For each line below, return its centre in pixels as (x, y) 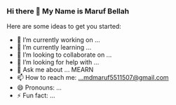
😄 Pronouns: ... (39, 87)
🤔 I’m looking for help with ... (58, 62)
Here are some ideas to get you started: (64, 27)
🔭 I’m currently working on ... (58, 40)
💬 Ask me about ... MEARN (55, 70)
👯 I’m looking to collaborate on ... (64, 55)
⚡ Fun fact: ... (36, 96)
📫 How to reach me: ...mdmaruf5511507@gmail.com (93, 78)
